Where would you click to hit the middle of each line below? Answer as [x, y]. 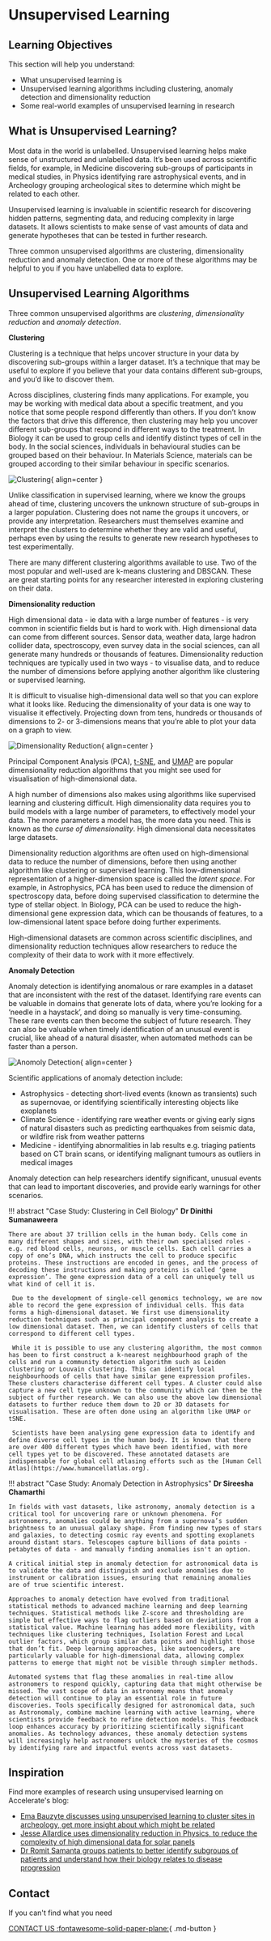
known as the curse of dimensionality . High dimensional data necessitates [132, 829]
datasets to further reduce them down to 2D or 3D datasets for [119, 1404]
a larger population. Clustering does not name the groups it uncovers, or [129, 512]
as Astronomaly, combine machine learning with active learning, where [131, 1712]
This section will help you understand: [72, 64]
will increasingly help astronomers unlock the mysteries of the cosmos [133, 1741]
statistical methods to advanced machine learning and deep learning [128, 1606]
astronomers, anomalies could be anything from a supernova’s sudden [128, 1521]
